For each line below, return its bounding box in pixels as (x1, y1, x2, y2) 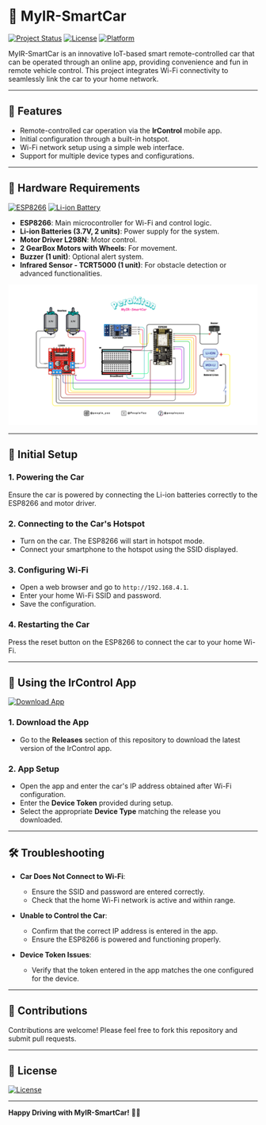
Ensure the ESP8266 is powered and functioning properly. (31, 934, 222, 944)
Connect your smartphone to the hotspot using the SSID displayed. (19, 545, 238, 554)
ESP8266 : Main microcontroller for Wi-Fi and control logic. (19, 218, 212, 227)
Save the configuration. (19, 599, 97, 609)
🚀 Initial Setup (8, 448, 78, 461)
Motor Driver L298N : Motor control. (19, 234, 137, 245)
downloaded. (19, 815, 63, 825)
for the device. (31, 973, 79, 983)
